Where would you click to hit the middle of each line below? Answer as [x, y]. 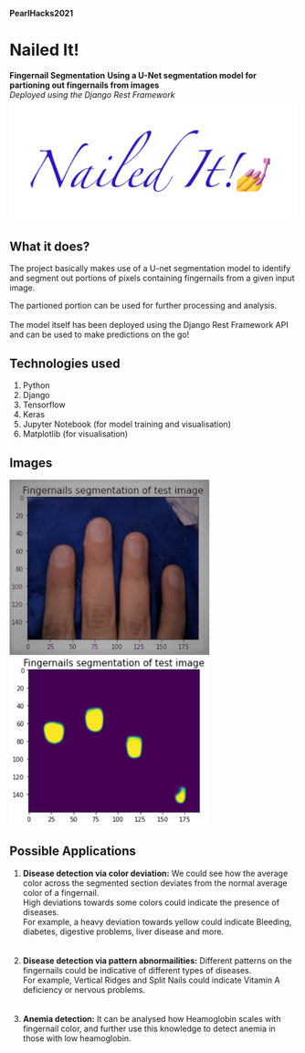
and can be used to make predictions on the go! [100, 335]
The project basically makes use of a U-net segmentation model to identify [150, 269]
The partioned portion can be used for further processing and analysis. [143, 306]
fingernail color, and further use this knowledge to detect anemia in [149, 1028]
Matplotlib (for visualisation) [75, 434]
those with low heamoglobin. [77, 1038]
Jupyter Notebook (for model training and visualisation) [126, 425]
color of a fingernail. [61, 892]
